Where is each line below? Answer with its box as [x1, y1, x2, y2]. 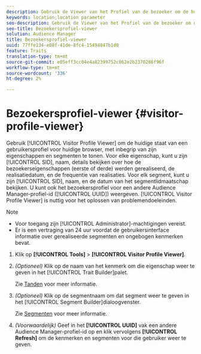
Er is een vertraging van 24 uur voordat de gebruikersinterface [14, 226, 169, 234]
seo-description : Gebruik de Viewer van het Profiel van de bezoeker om [6, 20, 191, 26]
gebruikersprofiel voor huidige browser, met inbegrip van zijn [6, 146, 157, 153]
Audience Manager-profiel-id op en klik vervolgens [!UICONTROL [14, 328, 178, 335]
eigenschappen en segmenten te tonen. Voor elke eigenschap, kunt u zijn [6, 152, 188, 160]
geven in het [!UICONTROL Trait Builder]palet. [14, 269, 129, 276]
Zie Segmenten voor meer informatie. [14, 310, 108, 317]
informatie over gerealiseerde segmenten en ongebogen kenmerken [14, 233, 184, 240]
